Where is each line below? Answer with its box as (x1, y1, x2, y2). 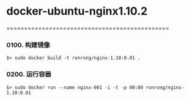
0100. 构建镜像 (6, 41, 50, 49)
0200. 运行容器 (6, 70, 52, 78)
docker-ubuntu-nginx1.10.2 (6, 4, 148, 18)
